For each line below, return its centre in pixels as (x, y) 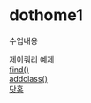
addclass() (29, 78)
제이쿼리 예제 (32, 59)
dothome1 (46, 15)
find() (19, 69)
